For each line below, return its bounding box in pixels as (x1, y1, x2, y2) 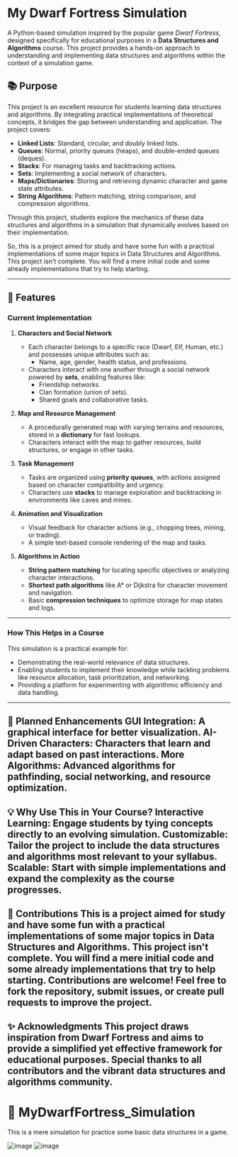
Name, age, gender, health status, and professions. (38, 358, 188, 366)
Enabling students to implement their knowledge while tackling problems (17, 665, 230, 674)
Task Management (17, 459, 74, 468)
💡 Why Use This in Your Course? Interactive (7, 806, 204, 818)
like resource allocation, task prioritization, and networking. (17, 673, 191, 681)
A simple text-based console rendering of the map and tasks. (28, 538, 208, 547)
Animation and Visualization (17, 510, 103, 518)
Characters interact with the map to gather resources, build (28, 438, 201, 446)
